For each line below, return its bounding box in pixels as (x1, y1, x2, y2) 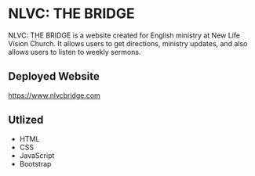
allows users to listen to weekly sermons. (8, 47, 141, 56)
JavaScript (19, 150, 55, 160)
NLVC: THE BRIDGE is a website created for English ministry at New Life (8, 31, 241, 40)
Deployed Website (8, 70, 100, 83)
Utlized (8, 113, 44, 127)
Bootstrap (19, 159, 52, 168)
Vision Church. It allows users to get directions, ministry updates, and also (8, 38, 248, 48)
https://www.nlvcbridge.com (8, 91, 100, 100)
